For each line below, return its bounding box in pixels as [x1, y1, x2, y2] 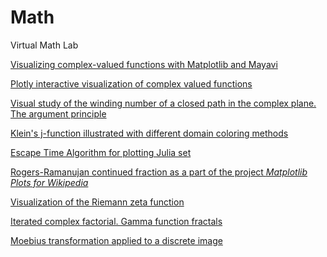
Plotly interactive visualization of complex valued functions [10, 77, 253, 90]
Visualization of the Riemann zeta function [10, 196, 185, 208]
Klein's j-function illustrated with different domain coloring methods [10, 127, 289, 139]
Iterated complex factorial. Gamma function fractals [10, 215, 223, 227]
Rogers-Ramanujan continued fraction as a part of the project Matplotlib [10, 166, 308, 178]
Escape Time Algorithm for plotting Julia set [10, 146, 192, 158]
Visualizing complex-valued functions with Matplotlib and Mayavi [10, 58, 278, 70]
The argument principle [10, 107, 107, 120]
